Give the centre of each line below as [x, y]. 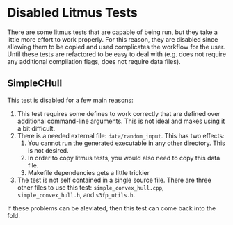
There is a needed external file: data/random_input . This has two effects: [121, 135]
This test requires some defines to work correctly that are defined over [119, 113]
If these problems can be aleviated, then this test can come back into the [112, 208]
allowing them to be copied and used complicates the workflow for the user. [116, 47]
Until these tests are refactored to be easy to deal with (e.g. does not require [117, 54]
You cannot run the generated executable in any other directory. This [127, 143]
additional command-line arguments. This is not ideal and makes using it [121, 121]
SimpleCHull [35, 84]
